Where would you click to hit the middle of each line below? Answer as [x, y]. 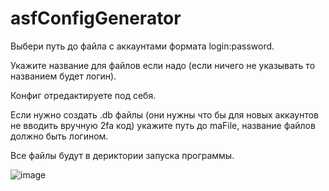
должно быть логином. [59, 136]
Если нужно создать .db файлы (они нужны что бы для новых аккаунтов [165, 114]
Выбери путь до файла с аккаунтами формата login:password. [142, 46]
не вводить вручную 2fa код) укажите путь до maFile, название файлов [163, 125]
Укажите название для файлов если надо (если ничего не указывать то [163, 65]
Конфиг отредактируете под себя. [83, 95]
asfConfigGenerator [96, 18]
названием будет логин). [63, 76]
